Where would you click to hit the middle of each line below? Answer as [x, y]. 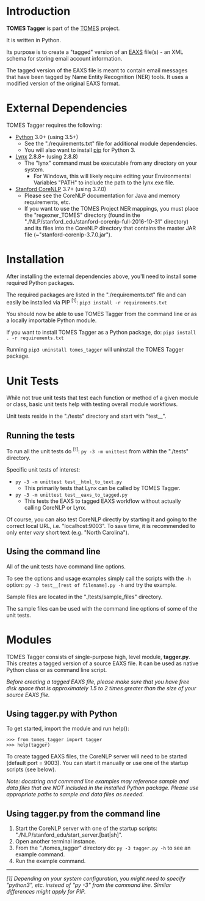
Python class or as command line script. [57, 669]
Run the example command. [50, 861]
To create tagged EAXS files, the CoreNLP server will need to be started [97, 756]
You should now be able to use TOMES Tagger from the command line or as [102, 314]
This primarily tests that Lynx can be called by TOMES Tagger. [103, 488]
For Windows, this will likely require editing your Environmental [112, 176]
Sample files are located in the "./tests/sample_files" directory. [85, 597]
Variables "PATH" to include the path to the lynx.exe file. [104, 183]
